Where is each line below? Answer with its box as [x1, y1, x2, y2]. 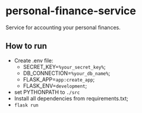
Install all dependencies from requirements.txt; [14, 95, 128, 102]
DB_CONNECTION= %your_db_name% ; [23, 70, 111, 77]
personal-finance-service [5, 4, 137, 18]
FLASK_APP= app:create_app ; [23, 76, 95, 83]
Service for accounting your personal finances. [5, 24, 121, 31]
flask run [14, 102, 39, 108]
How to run [5, 41, 48, 51]
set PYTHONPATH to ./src [14, 88, 80, 96]
